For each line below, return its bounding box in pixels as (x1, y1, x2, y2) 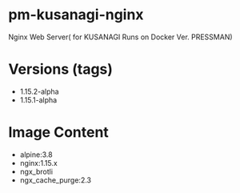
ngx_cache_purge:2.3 (19, 175, 92, 185)
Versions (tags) (8, 60, 114, 78)
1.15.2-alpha (19, 86, 59, 96)
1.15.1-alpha (19, 94, 58, 105)
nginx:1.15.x (19, 158, 58, 167)
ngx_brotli (19, 167, 54, 176)
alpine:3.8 (19, 150, 54, 159)
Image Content (8, 123, 110, 142)
